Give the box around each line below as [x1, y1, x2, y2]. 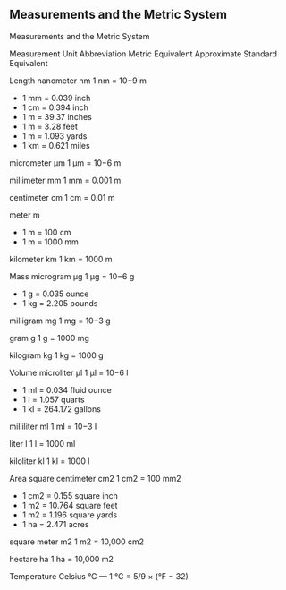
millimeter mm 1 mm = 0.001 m [9, 175, 122, 185]
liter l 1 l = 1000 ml [9, 438, 76, 449]
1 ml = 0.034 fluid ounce [21, 384, 112, 395]
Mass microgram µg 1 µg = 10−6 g [9, 270, 135, 281]
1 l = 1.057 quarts [21, 394, 85, 405]
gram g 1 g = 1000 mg [9, 332, 89, 343]
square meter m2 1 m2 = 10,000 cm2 [9, 536, 145, 547]
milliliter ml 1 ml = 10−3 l [9, 421, 97, 432]
